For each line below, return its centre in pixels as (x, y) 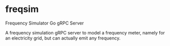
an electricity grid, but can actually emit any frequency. (63, 38)
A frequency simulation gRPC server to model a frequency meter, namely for (85, 32)
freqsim (22, 9)
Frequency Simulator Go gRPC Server (45, 23)
